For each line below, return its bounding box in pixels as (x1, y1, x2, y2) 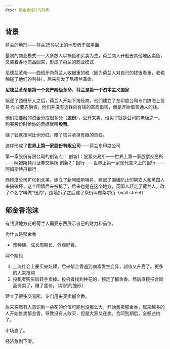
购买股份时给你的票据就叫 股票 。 (5, 121, 72, 127)
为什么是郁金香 (5, 231, 36, 237)
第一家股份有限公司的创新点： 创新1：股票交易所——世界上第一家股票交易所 (5, 153, 163, 160)
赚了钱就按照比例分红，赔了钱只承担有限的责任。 (5, 132, 107, 138)
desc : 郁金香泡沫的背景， (5, 7, 53, 13)
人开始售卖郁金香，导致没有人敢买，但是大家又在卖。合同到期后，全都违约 (5, 310, 160, 317)
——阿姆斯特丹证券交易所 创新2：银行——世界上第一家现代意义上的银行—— (5, 160, 164, 166)
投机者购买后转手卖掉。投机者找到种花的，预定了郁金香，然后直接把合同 (12, 276, 163, 282)
